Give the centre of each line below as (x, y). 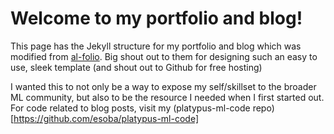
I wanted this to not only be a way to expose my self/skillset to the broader (163, 86)
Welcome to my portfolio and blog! (156, 18)
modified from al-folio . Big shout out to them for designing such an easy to (164, 56)
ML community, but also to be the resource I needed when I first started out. (167, 97)
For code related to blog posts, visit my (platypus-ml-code (130, 108)
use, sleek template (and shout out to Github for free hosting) (136, 67)
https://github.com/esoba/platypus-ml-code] (106, 118)
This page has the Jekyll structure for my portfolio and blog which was (156, 46)
